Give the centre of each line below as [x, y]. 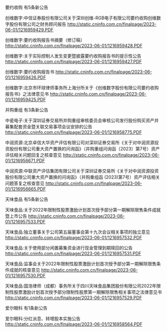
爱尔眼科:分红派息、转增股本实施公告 [43, 319]
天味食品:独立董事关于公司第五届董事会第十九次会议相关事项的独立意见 [78, 232]
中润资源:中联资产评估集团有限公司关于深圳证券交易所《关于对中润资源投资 [82, 171]
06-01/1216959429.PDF [29, 30]
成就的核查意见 [25, 270]
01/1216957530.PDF [25, 275]
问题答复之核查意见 [25, 183]
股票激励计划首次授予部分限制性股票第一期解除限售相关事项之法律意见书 [88, 292]
